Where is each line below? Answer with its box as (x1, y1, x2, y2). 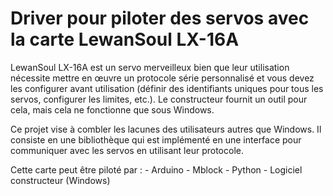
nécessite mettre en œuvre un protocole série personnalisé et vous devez (10, 72, 315, 84)
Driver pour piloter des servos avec (10, 7, 310, 30)
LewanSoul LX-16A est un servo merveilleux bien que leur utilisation (10, 61, 290, 73)
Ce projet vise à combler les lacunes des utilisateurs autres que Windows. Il (10, 123, 322, 135)
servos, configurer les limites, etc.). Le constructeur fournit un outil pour (10, 93, 308, 105)
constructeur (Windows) (10, 174, 111, 186)
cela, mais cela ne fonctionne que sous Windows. (10, 103, 215, 116)
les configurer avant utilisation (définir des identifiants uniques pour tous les (10, 82, 324, 94)
